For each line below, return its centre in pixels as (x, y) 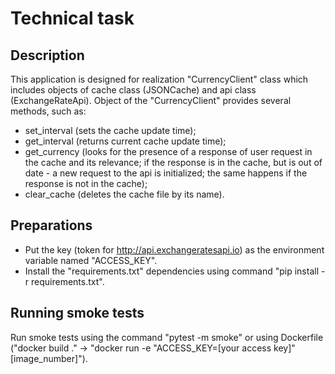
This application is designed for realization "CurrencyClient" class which (159, 79)
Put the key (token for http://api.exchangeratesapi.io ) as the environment (174, 249)
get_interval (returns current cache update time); (125, 141)
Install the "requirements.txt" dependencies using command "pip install (172, 271)
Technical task (72, 18)
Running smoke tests (77, 313)
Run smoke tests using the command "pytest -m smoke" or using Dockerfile (167, 337)
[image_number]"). (49, 358)
